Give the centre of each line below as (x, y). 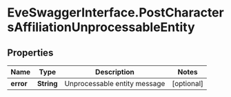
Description (115, 72)
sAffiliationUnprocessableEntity (101, 27)
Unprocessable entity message (115, 84)
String (47, 84)
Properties (30, 53)
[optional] (188, 84)
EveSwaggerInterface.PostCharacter (115, 13)
